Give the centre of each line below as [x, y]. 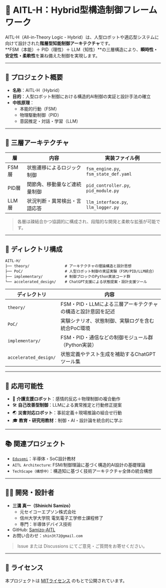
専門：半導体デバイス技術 [46, 524]
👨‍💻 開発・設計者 [30, 493]
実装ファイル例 [122, 158]
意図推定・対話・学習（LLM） [50, 121]
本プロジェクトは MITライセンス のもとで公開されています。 [66, 581]
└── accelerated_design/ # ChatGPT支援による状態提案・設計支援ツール [76, 282]
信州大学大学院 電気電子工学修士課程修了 [62, 518]
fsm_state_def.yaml [109, 174]
